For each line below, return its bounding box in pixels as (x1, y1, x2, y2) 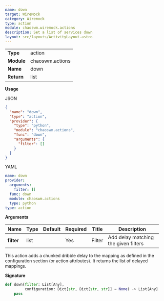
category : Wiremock (5, 16, 45, 21)
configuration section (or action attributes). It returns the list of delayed (5, 258, 148, 264)
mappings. (5, 263, 26, 269)
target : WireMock (5, 12, 41, 17)
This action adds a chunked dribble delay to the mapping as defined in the (5, 253, 155, 259)
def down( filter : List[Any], (5, 282, 64, 287)
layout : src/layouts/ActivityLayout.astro (5, 35, 93, 40)
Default (43, 226, 61, 233)
